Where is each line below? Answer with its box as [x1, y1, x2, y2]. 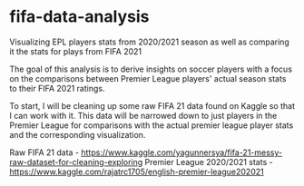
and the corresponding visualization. [9, 129, 146, 140]
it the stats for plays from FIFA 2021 [9, 45, 142, 56]
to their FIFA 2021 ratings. [9, 83, 105, 93]
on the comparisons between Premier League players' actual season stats [9, 73, 287, 83]
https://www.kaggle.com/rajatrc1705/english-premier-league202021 [9, 166, 265, 177]
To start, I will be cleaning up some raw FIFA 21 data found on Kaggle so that [9, 100, 296, 111]
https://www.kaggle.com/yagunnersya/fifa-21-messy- [81, 147, 283, 158]
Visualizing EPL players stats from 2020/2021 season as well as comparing [9, 36, 290, 47]
